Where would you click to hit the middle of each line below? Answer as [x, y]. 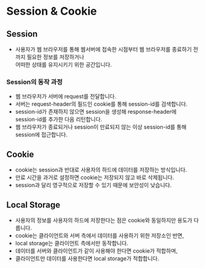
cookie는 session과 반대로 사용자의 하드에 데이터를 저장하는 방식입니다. [101, 170]
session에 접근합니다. [41, 135]
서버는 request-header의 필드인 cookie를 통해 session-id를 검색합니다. [101, 104]
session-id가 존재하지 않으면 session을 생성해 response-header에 [96, 112]
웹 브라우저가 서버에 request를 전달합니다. [65, 97]
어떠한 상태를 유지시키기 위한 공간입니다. [63, 65]
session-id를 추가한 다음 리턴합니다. [59, 119]
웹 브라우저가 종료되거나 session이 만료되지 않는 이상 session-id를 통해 [101, 127]
